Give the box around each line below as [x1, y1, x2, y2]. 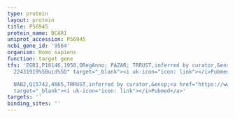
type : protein [7, 10, 49, 17]
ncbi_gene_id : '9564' [7, 42, 71, 49]
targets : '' [7, 94, 42, 101]
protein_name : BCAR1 [7, 29, 68, 37]
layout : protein [7, 17, 55, 24]
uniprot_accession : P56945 [7, 36, 86, 43]
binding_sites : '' [7, 100, 61, 108]
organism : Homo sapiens [7, 49, 77, 56]
